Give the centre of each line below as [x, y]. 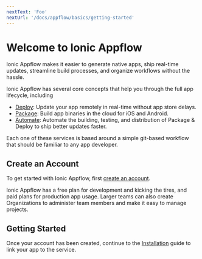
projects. [17, 209]
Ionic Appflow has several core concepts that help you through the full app [100, 89]
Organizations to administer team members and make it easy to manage [96, 203]
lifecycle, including [30, 95]
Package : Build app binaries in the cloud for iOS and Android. [92, 113]
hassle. [15, 77]
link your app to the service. [41, 250]
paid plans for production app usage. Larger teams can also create [90, 197]
